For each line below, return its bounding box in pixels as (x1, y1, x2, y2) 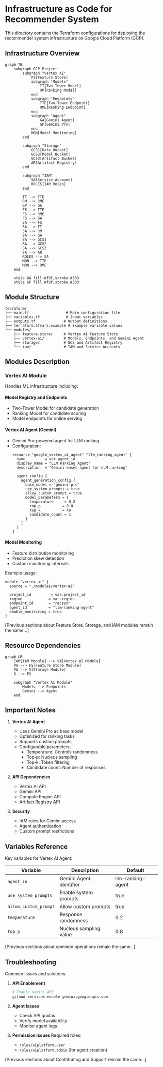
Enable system (59, 889, 93, 896)
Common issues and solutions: (5, 971, 66, 977)
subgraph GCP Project (14, 66, 57, 71)
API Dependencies (12, 774, 50, 780)
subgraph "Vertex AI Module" (14, 680, 73, 685)
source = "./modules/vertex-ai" (9, 584, 75, 589)
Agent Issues (12, 1003, 40, 1009)
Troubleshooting (5, 958, 57, 966)
